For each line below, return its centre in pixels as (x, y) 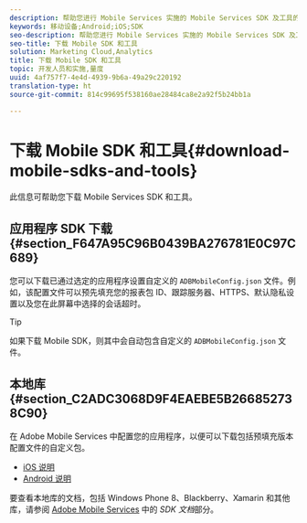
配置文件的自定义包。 (49, 448)
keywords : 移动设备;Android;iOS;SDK (76, 27)
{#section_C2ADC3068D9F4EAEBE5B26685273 (151, 399)
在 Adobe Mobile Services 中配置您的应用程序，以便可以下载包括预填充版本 (152, 436)
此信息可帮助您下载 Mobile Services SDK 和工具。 (104, 197)
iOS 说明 (38, 467)
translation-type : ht (51, 86)
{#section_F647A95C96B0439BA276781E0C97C (153, 243)
